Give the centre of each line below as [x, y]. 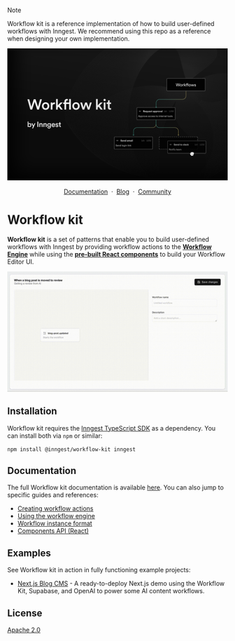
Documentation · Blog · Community [117, 191]
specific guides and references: [53, 495]
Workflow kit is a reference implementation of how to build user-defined [111, 23]
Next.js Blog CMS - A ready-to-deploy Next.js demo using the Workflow [121, 583]
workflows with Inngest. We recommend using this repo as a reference [109, 31]
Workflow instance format [55, 524]
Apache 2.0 [24, 630]
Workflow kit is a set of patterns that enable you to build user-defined [108, 239]
